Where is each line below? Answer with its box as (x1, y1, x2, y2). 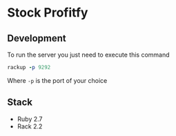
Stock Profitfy (7, 5, 88, 21)
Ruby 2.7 (17, 115, 43, 123)
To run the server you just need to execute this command (7, 50, 170, 59)
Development (7, 32, 67, 44)
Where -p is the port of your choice (7, 76, 108, 84)
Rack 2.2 (17, 122, 43, 130)
